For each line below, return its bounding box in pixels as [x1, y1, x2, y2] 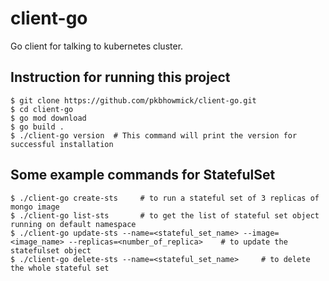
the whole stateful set [10, 263, 110, 273]
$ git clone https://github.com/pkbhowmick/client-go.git [10, 95, 257, 106]
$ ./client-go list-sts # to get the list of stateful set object [10, 210, 320, 221]
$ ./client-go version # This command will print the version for [10, 130, 298, 141]
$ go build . [10, 122, 65, 132]
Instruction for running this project [10, 69, 231, 86]
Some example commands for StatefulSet [10, 167, 276, 184]
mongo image [10, 202, 60, 212]
